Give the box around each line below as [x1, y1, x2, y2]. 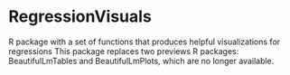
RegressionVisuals [8, 6, 153, 27]
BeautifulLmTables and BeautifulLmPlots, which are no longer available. [8, 55, 275, 66]
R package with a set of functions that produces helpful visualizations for [8, 36, 281, 47]
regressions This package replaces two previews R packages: [8, 45, 239, 56]
